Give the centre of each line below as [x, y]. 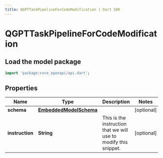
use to [109, 136]
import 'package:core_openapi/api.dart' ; [48, 73]
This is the [114, 118]
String [45, 133]
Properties [21, 88]
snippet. [111, 148]
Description [116, 102]
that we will [115, 130]
